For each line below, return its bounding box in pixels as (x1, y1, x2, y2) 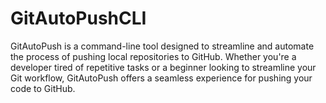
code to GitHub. (10, 82, 76, 94)
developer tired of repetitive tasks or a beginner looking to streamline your (10, 61, 317, 73)
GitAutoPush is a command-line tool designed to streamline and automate (10, 40, 315, 52)
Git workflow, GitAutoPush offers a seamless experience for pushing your (10, 72, 313, 84)
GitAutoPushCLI (10, 7, 147, 30)
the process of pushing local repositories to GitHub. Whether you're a (10, 50, 297, 62)
